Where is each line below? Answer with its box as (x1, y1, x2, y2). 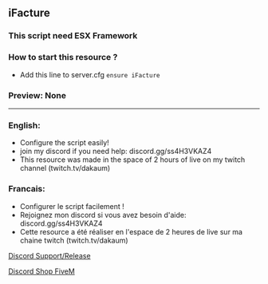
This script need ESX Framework (8, 30, 138, 41)
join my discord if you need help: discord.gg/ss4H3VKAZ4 (19, 147, 212, 156)
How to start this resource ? (8, 52, 118, 63)
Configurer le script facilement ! (19, 201, 125, 211)
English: (8, 120, 41, 131)
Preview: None (8, 89, 66, 101)
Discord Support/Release (8, 250, 91, 260)
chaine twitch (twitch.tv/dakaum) (19, 235, 129, 245)
